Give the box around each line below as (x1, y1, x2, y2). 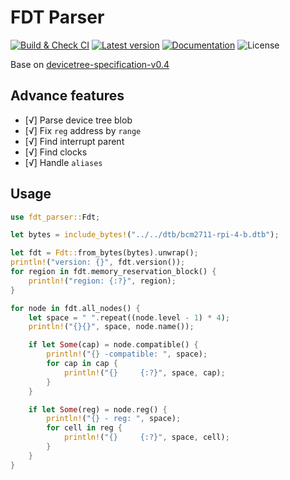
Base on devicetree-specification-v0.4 (10, 58, 170, 70)
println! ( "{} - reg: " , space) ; (46, 414, 182, 424)
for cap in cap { (46, 359, 118, 369)
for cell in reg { (46, 423, 123, 433)
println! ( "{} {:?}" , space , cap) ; (63, 367, 226, 378)
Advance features (10, 87, 125, 105)
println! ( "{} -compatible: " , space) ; (46, 349, 208, 360)
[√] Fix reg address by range (24, 124, 142, 136)
